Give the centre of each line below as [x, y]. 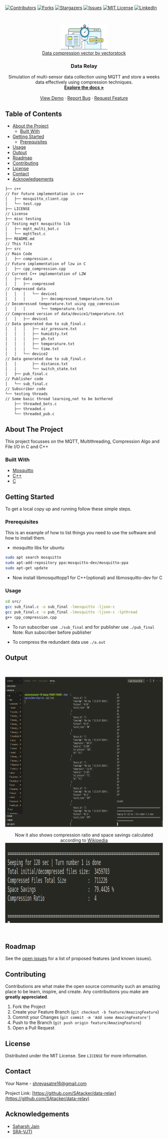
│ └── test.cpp [23, 204]
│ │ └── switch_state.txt [41, 369]
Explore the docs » [84, 88]
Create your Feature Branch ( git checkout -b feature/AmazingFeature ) [86, 1012]
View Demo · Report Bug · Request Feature [84, 98]
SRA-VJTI [22, 1131]
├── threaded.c [30, 409]
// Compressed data [25, 289]
